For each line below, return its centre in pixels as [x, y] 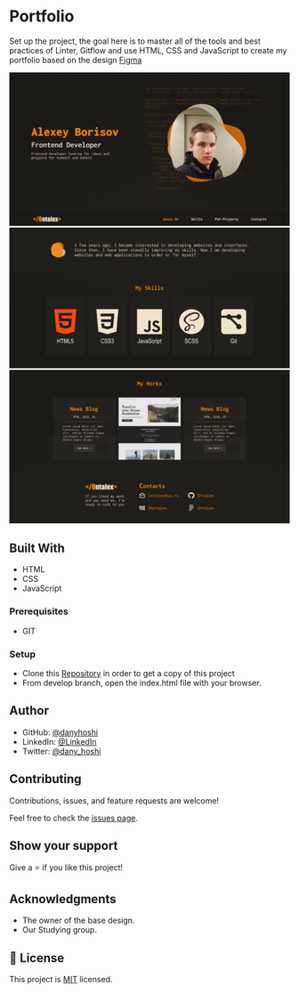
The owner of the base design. [78, 920]
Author [29, 710]
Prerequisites [39, 611]
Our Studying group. [60, 930]
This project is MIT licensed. [61, 980]
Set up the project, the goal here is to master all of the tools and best [135, 41]
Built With [37, 549]
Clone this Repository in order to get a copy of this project [129, 674]
